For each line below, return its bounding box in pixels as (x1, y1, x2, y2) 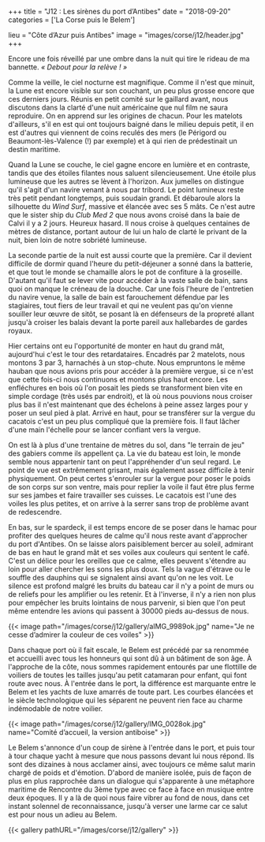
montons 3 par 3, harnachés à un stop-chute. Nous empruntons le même (8, 358, 246, 367)
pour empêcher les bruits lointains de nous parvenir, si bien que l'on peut (8, 598, 246, 607)
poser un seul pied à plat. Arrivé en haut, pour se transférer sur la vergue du (8, 408, 256, 417)
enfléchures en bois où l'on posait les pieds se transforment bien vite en (8, 383, 243, 393)
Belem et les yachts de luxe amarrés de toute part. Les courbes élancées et (8, 687, 254, 696)
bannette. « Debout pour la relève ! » (8, 62, 128, 72)
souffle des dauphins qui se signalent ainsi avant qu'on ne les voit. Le (8, 573, 234, 582)
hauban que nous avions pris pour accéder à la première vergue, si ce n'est (8, 367, 254, 375)
